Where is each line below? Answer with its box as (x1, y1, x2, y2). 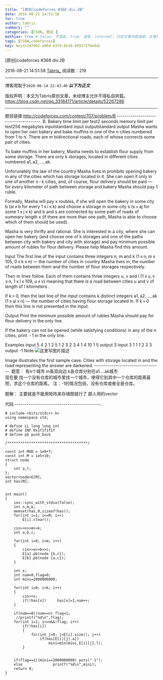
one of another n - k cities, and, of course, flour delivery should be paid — (5, 179, 153, 184)
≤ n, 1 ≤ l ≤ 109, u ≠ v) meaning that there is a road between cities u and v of (5, 278, 154, 284)
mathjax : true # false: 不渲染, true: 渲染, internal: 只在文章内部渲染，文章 (5, 35, 157, 39)
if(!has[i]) (22, 624, 47, 628)
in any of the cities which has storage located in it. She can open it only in (5, 173, 152, 179)
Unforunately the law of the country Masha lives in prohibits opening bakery (5, 168, 157, 174)
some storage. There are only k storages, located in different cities (5, 154, 138, 160)
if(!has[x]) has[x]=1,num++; (22, 598, 90, 603)
